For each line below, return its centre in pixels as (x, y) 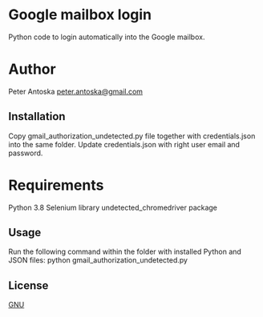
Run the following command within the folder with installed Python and (125, 252)
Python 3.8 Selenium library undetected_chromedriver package (113, 207)
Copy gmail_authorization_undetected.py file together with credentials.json (132, 136)
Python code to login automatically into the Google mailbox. (107, 37)
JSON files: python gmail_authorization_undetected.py (98, 260)
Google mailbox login (80, 15)
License (28, 285)
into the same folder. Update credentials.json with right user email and (124, 144)
